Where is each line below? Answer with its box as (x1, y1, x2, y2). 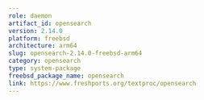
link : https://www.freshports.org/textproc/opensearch (8, 79, 197, 87)
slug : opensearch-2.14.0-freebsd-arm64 (8, 49, 143, 57)
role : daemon (8, 11, 52, 20)
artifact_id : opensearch (8, 19, 92, 27)
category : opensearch (8, 57, 81, 65)
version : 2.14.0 (8, 27, 63, 35)
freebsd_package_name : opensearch (8, 72, 125, 80)
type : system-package (8, 65, 81, 73)
